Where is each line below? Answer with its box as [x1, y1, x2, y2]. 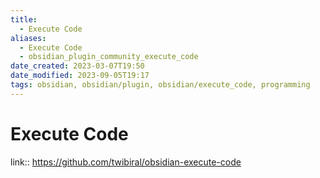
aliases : [10, 33, 47, 43]
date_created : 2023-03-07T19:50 [10, 61, 145, 71]
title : [10, 14, 38, 25]
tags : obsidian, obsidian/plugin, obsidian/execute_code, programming [10, 80, 311, 90]
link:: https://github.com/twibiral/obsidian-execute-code [10, 156, 242, 168]
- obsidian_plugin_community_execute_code [19, 52, 199, 62]
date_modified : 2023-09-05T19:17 [10, 71, 150, 81]
